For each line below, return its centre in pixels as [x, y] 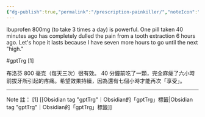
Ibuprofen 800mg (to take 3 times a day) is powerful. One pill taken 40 [95, 29]
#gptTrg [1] [20, 60]
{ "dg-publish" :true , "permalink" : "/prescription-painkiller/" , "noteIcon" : [102, 12]
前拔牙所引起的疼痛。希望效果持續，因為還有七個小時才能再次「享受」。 [96, 80]
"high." [15, 49]
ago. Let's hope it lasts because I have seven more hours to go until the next [102, 42]
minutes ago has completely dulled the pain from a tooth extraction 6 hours [101, 36]
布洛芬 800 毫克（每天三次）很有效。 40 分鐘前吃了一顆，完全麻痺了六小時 [101, 73]
